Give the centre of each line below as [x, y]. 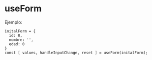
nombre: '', [21, 40]
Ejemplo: [14, 22]
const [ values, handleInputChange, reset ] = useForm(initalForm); [76, 53]
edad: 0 [17, 44]
